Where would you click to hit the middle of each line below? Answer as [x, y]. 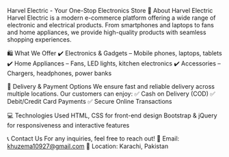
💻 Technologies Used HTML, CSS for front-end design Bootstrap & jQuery [112, 115]
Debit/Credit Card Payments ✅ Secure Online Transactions [90, 101]
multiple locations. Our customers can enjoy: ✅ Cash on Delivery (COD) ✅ [111, 94]
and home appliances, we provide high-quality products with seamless [107, 32]
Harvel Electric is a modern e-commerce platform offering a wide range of [112, 18]
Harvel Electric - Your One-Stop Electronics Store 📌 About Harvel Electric [110, 11]
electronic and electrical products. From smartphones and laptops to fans [110, 25]
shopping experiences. [39, 40]
